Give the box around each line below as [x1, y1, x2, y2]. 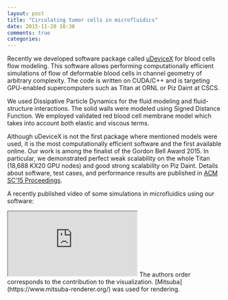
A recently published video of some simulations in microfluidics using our [7, 190, 215, 198]
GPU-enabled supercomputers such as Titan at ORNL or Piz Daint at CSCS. [7, 84, 220, 92]
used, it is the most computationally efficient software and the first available [7, 140, 222, 148]
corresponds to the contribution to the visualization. [7, 278, 154, 286]
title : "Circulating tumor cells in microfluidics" [7, 17, 158, 23]
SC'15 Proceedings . [7, 176, 63, 184]
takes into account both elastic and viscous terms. [7, 119, 150, 127]
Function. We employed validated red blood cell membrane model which [7, 111, 212, 120]
